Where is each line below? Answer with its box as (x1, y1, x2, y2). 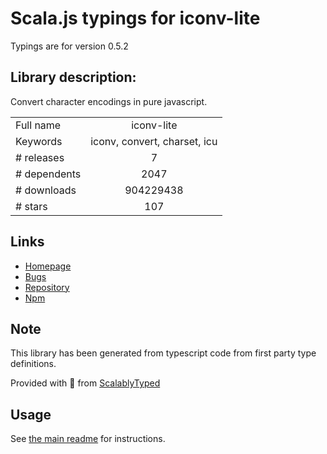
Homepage (24, 260, 72, 272)
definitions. (10, 358, 57, 370)
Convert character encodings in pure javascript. (10, 95, 208, 107)
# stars (15, 199, 48, 213)
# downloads (15, 183, 77, 197)
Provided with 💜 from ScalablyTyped (10, 377, 161, 389)
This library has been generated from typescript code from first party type (10, 347, 317, 359)
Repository (24, 281, 70, 293)
